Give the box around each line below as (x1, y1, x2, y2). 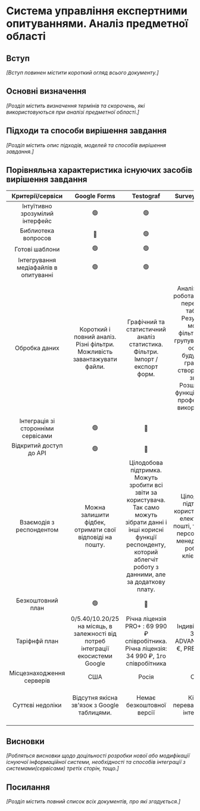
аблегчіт (133, 555, 159, 564)
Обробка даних (14, 344, 60, 352)
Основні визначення (6, 86, 86, 97)
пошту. (85, 540, 105, 549)
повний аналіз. (73, 333, 117, 341)
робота (173, 292, 195, 300)
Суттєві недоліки (12, 701, 62, 710)
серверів (24, 676, 51, 685)
